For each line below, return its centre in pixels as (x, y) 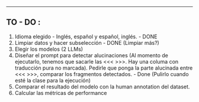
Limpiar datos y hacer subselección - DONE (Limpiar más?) (87, 42)
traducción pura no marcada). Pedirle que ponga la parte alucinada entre (104, 68)
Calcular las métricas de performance (61, 93)
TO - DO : (23, 22)
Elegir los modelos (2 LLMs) (49, 49)
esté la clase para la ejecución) (52, 80)
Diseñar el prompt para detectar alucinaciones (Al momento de (92, 55)
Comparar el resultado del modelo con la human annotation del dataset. (102, 87)
